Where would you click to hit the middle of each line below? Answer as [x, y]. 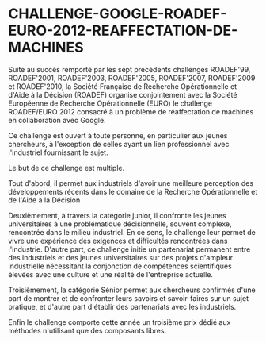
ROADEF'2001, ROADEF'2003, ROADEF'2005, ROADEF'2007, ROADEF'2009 [132, 78]
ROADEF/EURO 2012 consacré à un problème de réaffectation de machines [131, 111]
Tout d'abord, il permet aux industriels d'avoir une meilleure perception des [131, 183]
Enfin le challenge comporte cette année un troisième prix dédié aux [120, 322]
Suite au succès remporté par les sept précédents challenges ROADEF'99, [129, 69]
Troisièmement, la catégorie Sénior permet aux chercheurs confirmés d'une [132, 290]
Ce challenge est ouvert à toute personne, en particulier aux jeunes [118, 135]
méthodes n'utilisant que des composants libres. [87, 330]
